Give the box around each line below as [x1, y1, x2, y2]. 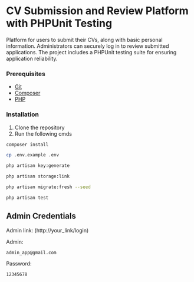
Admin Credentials [6, 211, 77, 221]
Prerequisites [6, 70, 45, 78]
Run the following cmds [14, 130, 73, 137]
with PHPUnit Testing [6, 17, 113, 30]
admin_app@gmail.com [6, 250, 57, 255]
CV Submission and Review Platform [6, 4, 189, 18]
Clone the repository [14, 124, 65, 131]
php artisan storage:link [6, 173, 70, 179]
